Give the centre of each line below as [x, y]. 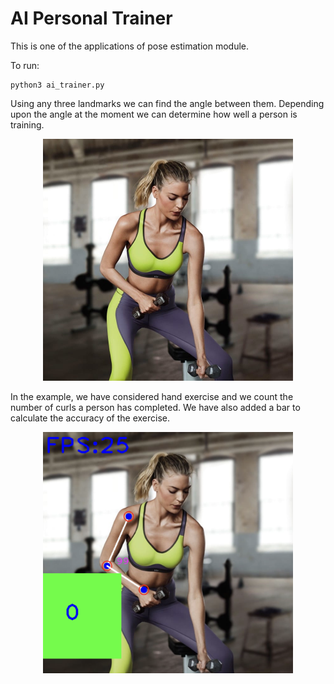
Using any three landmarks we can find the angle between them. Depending [167, 103]
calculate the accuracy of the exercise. [90, 418]
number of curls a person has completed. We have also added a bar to [155, 407]
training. [27, 124]
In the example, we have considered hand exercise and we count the [152, 396]
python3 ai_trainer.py [57, 85]
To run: [25, 65]
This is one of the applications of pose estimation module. [130, 46]
